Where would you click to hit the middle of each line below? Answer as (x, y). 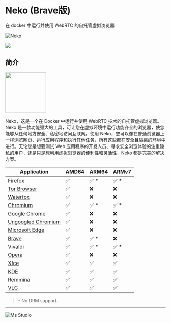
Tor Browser (22, 189)
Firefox (16, 180)
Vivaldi (16, 246)
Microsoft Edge (26, 230)
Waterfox (19, 197)
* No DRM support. (38, 300)
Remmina (19, 279)
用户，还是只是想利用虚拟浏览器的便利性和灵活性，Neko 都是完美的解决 (89, 153)
